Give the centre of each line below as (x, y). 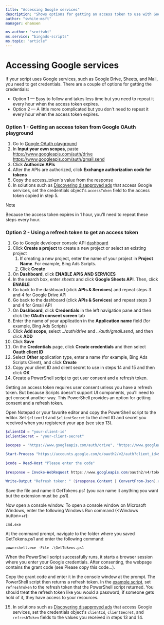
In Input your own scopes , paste (46, 149)
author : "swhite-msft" (28, 19)
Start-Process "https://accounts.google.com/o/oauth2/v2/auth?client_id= (82, 454)
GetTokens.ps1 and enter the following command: (55, 539)
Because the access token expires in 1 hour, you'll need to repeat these (77, 215)
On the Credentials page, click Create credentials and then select (79, 347)
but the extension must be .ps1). (38, 496)
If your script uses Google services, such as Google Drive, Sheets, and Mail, (82, 79)
